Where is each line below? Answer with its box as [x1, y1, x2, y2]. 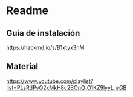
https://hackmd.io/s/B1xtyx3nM [6, 44, 85, 51]
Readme [6, 4, 49, 18]
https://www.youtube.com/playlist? [6, 77, 94, 85]
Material [6, 61, 38, 72]
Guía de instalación [6, 28, 80, 38]
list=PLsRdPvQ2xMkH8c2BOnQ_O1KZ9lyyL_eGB [6, 84, 127, 91]
